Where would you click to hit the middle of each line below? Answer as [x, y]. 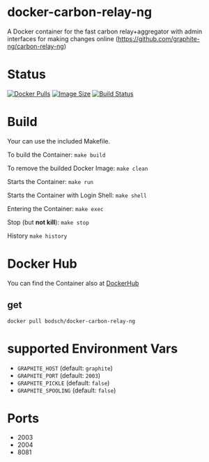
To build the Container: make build [56, 155]
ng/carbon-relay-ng [36, 46]
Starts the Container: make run [51, 181]
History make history [37, 236]
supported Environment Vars [93, 348]
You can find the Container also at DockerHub [73, 283]
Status [27, 75]
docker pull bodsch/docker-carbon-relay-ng [71, 321]
